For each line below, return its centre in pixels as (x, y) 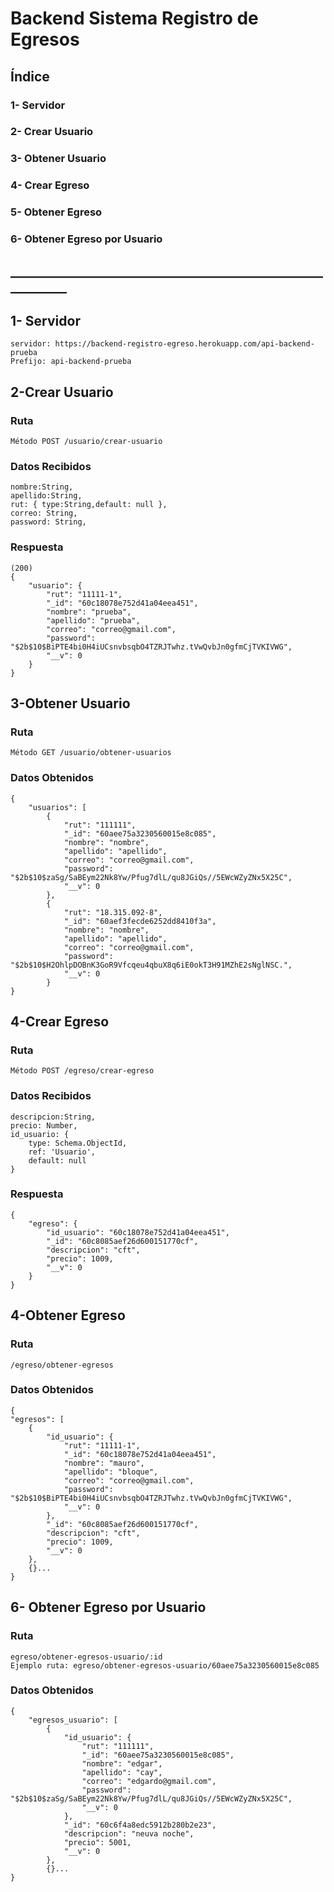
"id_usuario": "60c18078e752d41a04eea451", (138, 1232)
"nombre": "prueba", (89, 612)
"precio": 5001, (97, 1842)
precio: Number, (44, 1125)
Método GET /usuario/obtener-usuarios (91, 753)
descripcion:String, (53, 1117)
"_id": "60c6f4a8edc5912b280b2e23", (140, 1825)
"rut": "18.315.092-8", (113, 912)
